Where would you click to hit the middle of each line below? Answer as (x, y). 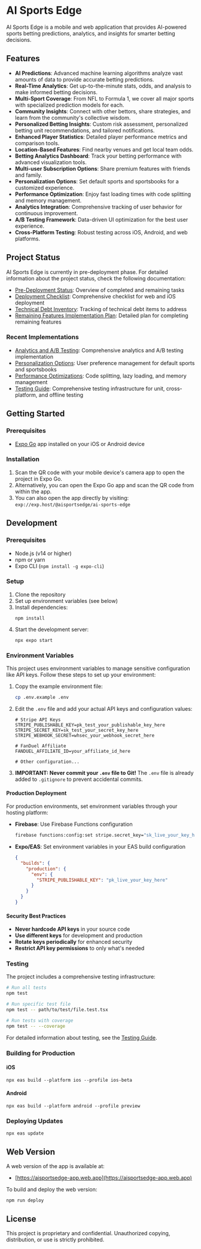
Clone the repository (40, 595)
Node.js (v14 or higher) (43, 553)
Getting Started (36, 414)
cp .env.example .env (42, 698)
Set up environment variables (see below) (66, 601)
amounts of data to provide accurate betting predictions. (84, 79)
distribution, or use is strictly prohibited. (55, 1239)
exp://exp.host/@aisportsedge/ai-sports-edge (72, 505)
